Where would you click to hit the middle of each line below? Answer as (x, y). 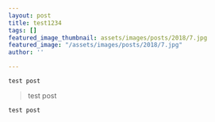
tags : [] (23, 30)
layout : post (30, 15)
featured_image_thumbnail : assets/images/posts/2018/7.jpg (108, 38)
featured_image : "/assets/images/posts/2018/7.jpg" (95, 45)
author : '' (26, 52)
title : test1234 (35, 23)
